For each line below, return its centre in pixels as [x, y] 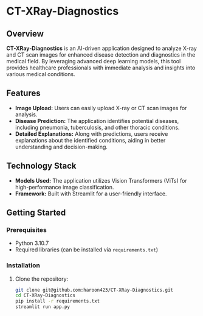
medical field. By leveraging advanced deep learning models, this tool [94, 61]
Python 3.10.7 [32, 243]
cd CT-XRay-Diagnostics [45, 296]
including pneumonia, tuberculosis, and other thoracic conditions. [97, 127]
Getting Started [36, 213]
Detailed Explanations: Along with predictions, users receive [91, 134]
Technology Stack [41, 166]
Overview [25, 34]
